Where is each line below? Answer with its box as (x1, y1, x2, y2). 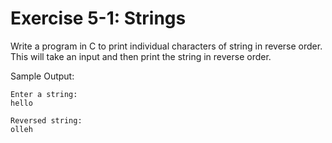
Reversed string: (10, 115, 83, 126)
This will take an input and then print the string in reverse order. (10, 50, 272, 62)
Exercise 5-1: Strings (10, 7, 187, 30)
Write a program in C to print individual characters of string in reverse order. (10, 40, 323, 52)
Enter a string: (10, 89, 78, 99)
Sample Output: (10, 70, 75, 82)
